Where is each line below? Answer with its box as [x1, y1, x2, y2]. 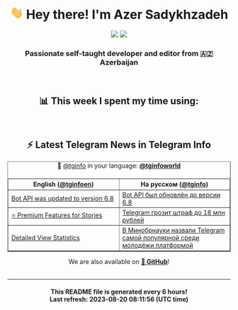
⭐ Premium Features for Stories [11, 211, 103, 219]
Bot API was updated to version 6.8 [11, 194, 115, 203]
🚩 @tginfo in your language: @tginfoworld [57, 161, 181, 170]
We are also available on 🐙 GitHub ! [68, 257, 170, 265]
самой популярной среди [122, 234, 200, 242]
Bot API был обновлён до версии [122, 190, 221, 199]
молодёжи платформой [122, 241, 193, 250]
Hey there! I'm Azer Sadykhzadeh [25, 6, 229, 23]
